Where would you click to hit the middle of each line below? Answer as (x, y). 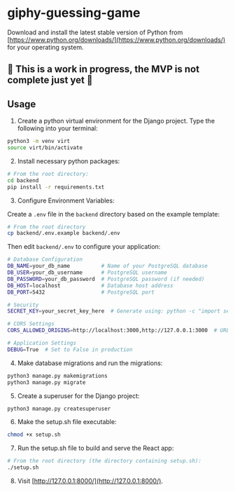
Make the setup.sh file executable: (67, 422)
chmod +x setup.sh (34, 435)
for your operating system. (45, 47)
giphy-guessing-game (74, 13)
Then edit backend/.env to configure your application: (84, 247)
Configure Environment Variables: (66, 200)
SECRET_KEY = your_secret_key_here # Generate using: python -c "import (114, 311)
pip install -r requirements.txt (56, 187)
